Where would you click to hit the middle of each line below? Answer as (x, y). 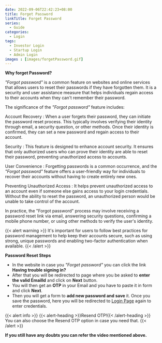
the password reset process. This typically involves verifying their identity (79, 122)
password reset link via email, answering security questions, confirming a (78, 216)
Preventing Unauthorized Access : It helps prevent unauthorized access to (79, 186)
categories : (17, 32)
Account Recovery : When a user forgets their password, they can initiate (78, 116)
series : (13, 23)
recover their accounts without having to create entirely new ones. (71, 177)
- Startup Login (26, 50)
